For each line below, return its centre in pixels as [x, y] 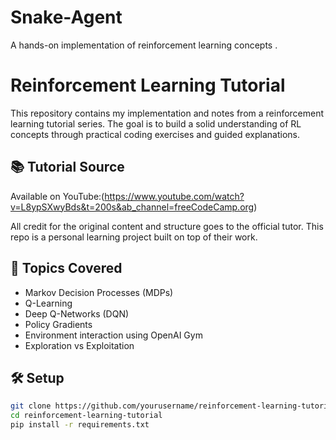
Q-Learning [48, 303]
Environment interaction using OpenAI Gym [113, 335]
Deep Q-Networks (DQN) [77, 313]
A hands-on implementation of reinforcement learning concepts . [144, 45]
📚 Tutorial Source [67, 167]
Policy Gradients [58, 324]
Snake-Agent [66, 17]
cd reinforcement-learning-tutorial [86, 416]
